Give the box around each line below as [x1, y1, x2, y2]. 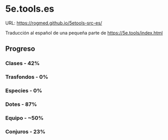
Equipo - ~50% [5, 114, 44, 121]
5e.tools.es [5, 3, 55, 15]
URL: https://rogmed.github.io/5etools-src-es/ [5, 20, 102, 26]
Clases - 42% [5, 60, 40, 67]
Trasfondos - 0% [5, 73, 49, 80]
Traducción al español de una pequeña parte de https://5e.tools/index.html [5, 30, 163, 36]
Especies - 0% [5, 87, 42, 94]
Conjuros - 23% [5, 128, 46, 135]
